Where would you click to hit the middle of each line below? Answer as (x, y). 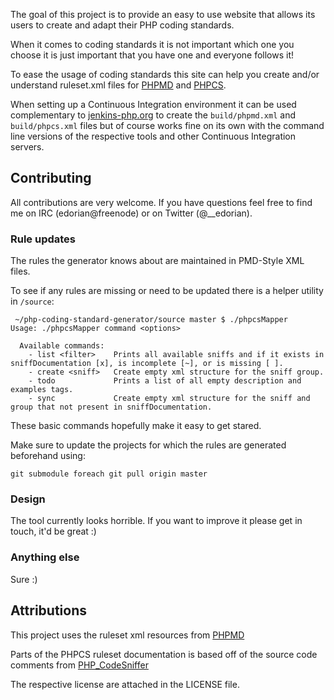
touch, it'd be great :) (53, 531)
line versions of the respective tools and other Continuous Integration (153, 136)
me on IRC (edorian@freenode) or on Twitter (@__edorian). (131, 213)
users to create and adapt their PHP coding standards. (122, 25)
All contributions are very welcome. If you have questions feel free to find (161, 202)
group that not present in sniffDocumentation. (111, 407)
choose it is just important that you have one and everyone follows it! (152, 55)
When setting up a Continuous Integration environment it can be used (153, 104)
